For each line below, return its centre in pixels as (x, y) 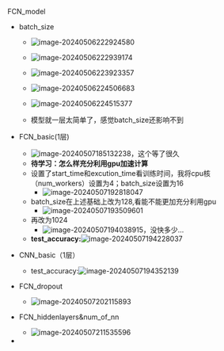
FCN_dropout (41, 286)
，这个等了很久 (155, 153)
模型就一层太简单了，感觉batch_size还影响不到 (107, 120)
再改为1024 (49, 220)
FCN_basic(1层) (44, 137)
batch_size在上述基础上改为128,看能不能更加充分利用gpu (123, 202)
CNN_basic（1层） (49, 255)
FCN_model (27, 11)
